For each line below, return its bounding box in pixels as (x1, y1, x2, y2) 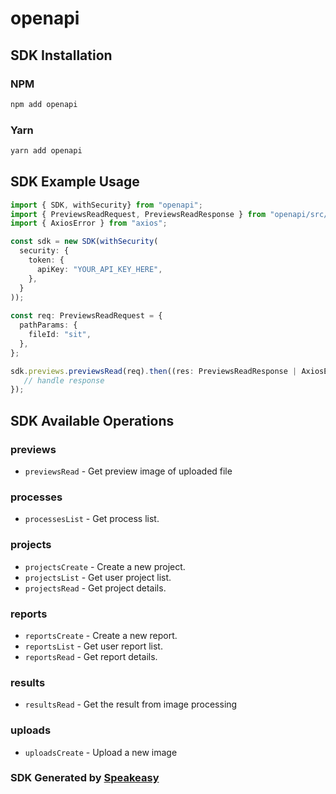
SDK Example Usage (10, 173, 140, 191)
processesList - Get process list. (24, 513, 160, 525)
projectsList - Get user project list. (24, 571, 172, 583)
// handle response (23, 375, 105, 386)
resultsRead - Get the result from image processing (24, 698, 238, 711)
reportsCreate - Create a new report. (24, 629, 178, 641)
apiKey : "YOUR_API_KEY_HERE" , (36, 264, 163, 274)
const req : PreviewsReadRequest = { (10, 311, 163, 321)
